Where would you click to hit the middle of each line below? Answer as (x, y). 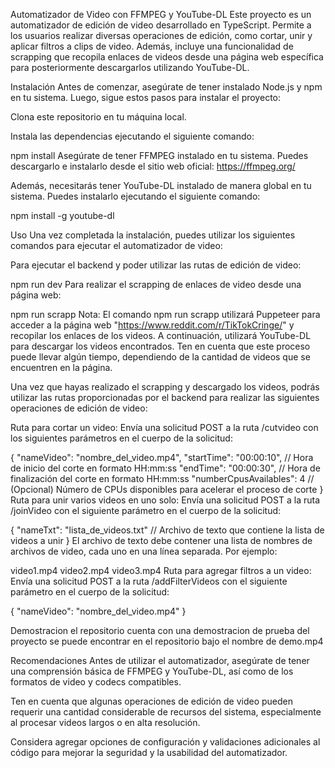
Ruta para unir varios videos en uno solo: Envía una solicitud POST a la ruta (165, 500)
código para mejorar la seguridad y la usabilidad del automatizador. (149, 752)
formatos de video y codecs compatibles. (96, 682)
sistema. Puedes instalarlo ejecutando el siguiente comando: (135, 196)
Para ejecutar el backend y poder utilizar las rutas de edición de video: (156, 265)
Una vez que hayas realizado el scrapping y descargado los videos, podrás (165, 387)
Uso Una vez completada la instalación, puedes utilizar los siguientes (153, 235)
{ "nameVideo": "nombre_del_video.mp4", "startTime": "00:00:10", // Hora (162, 457)
